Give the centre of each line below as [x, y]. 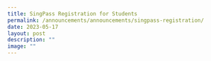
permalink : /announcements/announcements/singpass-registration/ [105, 20]
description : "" [31, 40]
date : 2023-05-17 [33, 27]
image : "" [22, 46]
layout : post [27, 33]
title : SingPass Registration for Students [73, 14]
